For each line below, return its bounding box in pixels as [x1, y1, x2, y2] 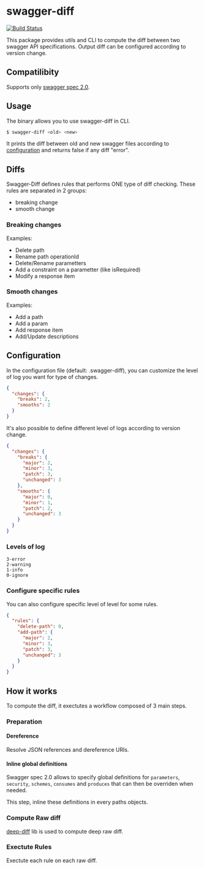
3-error [6, 556, 26, 563]
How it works [6, 686, 57, 696]
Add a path [15, 313, 43, 320]
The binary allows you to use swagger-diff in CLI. [6, 117, 130, 125]
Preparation [6, 717, 43, 725]
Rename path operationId [15, 252, 79, 260]
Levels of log [6, 542, 45, 551]
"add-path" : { [17, 629, 53, 636]
